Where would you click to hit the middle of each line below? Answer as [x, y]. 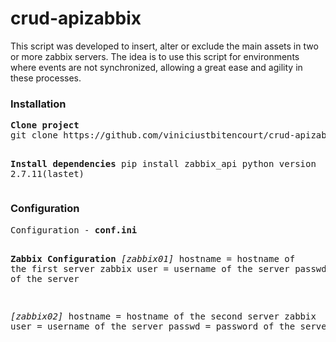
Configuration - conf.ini [74, 230]
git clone [34, 135]
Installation [38, 104]
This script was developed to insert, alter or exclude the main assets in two [164, 46]
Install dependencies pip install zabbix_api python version [163, 164]
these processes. [46, 78]
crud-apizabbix [76, 18]
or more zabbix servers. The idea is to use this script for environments [155, 56]
